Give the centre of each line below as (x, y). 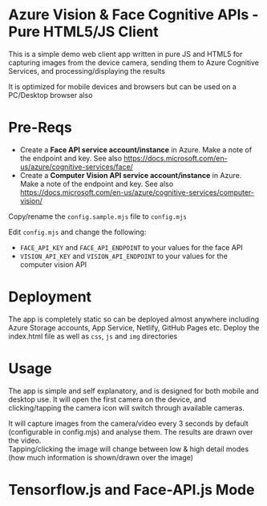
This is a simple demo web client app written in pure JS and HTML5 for (125, 54)
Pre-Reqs (40, 128)
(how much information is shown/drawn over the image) (101, 457)
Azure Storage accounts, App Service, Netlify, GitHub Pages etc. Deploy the (134, 327)
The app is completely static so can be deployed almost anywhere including (134, 319)
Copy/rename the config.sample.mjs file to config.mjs (97, 216)
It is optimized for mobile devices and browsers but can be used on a (122, 87)
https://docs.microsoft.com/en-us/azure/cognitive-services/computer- (137, 192)
